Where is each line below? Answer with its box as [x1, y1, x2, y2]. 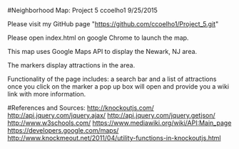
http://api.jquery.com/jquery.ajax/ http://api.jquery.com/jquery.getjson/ [7, 111, 215, 119]
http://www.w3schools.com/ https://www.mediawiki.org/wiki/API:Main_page [7, 118, 232, 127]
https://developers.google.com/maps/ [7, 126, 119, 134]
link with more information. [7, 90, 86, 98]
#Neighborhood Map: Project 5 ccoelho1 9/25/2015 [7, 6, 158, 14]
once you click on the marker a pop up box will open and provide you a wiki [7, 82, 230, 91]
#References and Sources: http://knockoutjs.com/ [7, 104, 155, 112]
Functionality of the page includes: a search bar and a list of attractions [7, 74, 217, 83]
